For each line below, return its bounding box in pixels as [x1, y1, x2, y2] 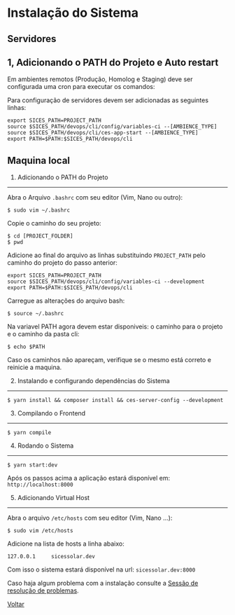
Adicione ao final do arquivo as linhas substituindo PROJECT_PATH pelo [7, 251, 206, 260]
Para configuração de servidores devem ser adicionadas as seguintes [7, 96, 208, 104]
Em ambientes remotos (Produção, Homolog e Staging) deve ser [7, 75, 193, 83]
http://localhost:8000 [7, 481, 73, 488]
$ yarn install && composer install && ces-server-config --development [7, 397, 224, 404]
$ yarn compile [7, 429, 52, 436]
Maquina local [7, 154, 71, 166]
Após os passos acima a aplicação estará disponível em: [7, 474, 171, 483]
